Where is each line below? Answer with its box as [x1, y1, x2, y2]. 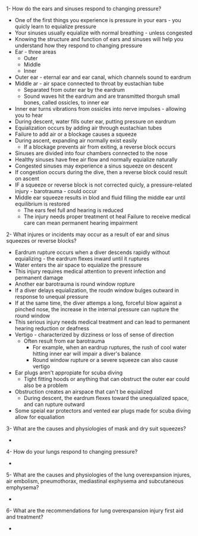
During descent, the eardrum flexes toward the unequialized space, [23, 395, 189, 401]
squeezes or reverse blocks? [6, 237, 77, 244]
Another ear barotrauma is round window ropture [14, 280, 136, 287]
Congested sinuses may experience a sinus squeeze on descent [14, 162, 173, 169]
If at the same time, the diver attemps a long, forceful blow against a [14, 299, 182, 306]
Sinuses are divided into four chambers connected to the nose [14, 150, 168, 157]
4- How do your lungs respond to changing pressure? [6, 448, 138, 455]
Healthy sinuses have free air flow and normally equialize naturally [14, 156, 178, 163]
